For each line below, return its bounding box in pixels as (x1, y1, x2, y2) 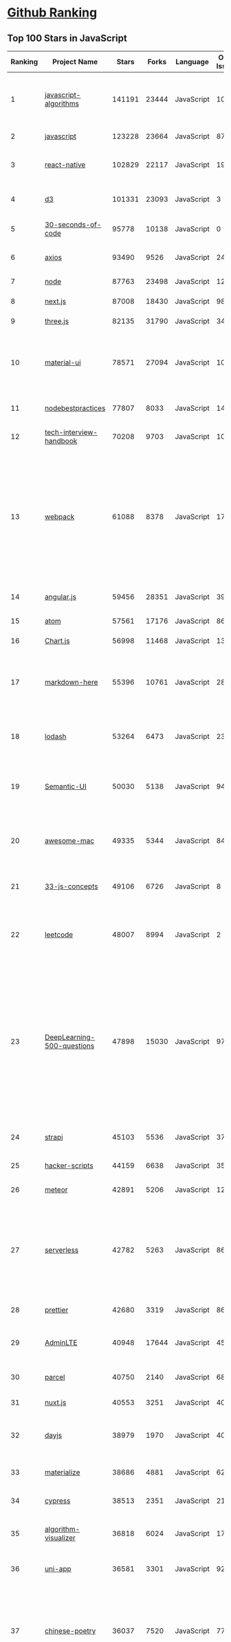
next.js (44, 296, 67, 306)
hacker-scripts (44, 1161, 94, 1170)
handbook (44, 436, 78, 445)
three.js (44, 316, 69, 325)
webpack (44, 512, 75, 521)
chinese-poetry (44, 1626, 96, 1635)
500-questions (44, 1041, 95, 1051)
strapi (44, 1133, 63, 1142)
